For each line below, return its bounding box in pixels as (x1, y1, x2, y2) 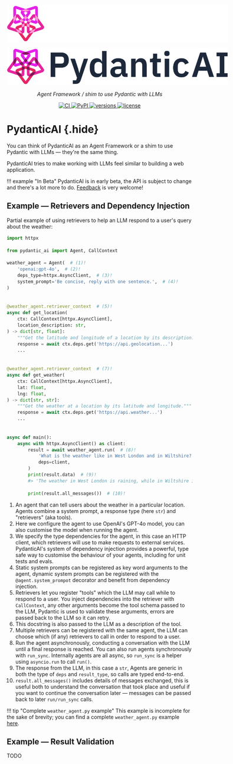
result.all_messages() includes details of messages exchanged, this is (15, 677, 189, 684)
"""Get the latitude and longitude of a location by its (17, 335, 160, 341)
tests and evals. (15, 557, 54, 564)
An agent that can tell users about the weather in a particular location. (15, 501, 185, 508)
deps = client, (38, 459, 70, 465)
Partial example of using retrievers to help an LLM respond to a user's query (6, 217, 192, 224)
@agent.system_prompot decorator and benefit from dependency (15, 576, 170, 583)
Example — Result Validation (6, 736, 114, 746)
